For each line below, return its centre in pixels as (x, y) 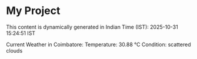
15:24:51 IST (21, 33)
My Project (33, 11)
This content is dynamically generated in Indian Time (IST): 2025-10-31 (92, 27)
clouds (14, 50)
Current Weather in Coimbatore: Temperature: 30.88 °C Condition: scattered (98, 44)
